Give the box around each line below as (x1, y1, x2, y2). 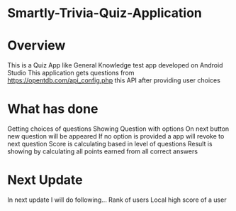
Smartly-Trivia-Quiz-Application (7, 5, 202, 21)
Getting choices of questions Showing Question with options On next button (7, 124, 230, 133)
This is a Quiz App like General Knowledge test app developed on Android (7, 61, 223, 70)
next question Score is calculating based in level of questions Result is (7, 140, 213, 148)
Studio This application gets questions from (7, 69, 135, 77)
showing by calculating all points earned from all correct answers (7, 147, 198, 156)
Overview (7, 38, 66, 54)
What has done (7, 101, 99, 117)
